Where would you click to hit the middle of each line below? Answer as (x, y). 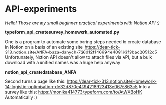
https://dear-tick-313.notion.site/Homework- (111, 81)
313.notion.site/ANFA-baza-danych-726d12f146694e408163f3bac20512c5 (81, 52)
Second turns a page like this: (35, 81)
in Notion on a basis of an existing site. (44, 47)
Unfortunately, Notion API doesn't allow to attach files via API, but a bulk (79, 57)
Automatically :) (21, 97)
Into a (145, 86)
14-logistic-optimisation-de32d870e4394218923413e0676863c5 (72, 86)
